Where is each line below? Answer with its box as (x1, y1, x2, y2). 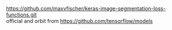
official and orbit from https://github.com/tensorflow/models (6, 18, 153, 24)
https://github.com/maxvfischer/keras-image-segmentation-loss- (6, 5, 166, 12)
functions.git (6, 11, 37, 18)
